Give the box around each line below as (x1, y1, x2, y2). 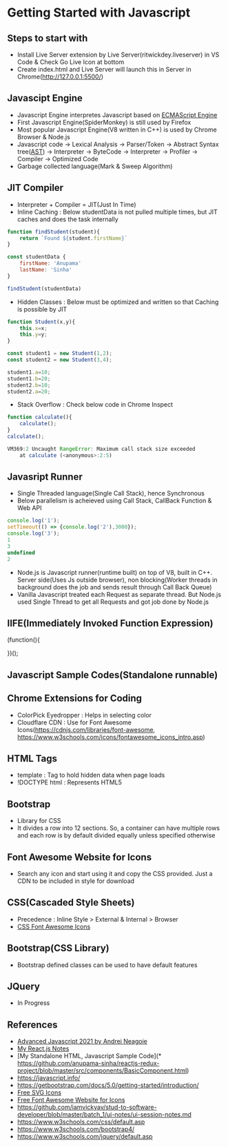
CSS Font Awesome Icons (17, 922, 91, 931)
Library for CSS (17, 817, 61, 825)
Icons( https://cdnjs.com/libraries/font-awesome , (17, 725, 156, 733)
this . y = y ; (19, 331, 48, 338)
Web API (17, 504, 42, 512)
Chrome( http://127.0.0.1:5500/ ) (17, 72, 104, 81)
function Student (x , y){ (7, 318, 76, 325)
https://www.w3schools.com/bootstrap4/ (17, 1125, 135, 1133)
